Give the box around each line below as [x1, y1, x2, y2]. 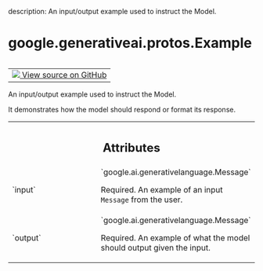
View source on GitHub [22, 69, 107, 80]
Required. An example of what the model [100, 233, 250, 244]
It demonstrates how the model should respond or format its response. [8, 104, 236, 114]
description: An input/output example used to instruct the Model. [8, 7, 217, 16]
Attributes [103, 140, 160, 156]
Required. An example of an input [100, 185, 223, 196]
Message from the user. [100, 194, 183, 205]
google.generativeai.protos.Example [8, 35, 253, 52]
